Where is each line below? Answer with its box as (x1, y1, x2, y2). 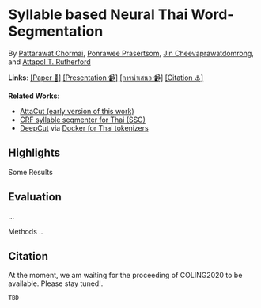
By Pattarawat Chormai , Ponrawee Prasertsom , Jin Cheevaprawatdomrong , (8, 48, 255, 58)
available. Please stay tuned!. (8, 279, 104, 288)
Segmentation (8, 22, 104, 40)
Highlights (8, 146, 61, 160)
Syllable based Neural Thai (8, 6, 188, 24)
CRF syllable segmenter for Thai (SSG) (19, 115, 146, 124)
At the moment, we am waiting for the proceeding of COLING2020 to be (8, 271, 243, 280)
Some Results (8, 167, 53, 177)
